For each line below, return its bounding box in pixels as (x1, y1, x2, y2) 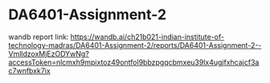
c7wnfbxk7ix (8, 65, 51, 75)
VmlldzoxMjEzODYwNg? (8, 49, 90, 58)
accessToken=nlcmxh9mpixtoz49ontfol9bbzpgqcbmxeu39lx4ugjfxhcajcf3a (8, 57, 260, 67)
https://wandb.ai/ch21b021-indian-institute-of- (70, 32, 225, 41)
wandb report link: (8, 32, 69, 41)
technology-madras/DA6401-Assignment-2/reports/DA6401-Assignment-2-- (8, 40, 262, 49)
